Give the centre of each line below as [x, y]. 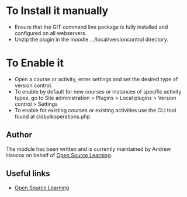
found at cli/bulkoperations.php [52, 116]
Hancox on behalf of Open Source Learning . [59, 155]
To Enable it [35, 63]
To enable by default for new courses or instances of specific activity [98, 91]
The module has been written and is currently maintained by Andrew [89, 149]
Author [19, 135]
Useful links [28, 174]
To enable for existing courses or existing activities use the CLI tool [95, 110]
